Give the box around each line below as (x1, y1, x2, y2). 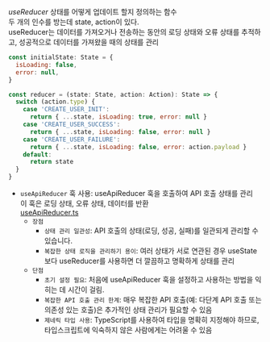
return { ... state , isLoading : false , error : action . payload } (29, 143, 247, 151)
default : (23, 150, 52, 159)
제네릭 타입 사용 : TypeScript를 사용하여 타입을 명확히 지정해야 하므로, (44, 315, 260, 324)
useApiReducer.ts (19, 208, 79, 217)
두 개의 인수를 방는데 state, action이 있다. (8, 17, 139, 27)
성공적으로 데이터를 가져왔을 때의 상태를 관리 (19, 37, 160, 47)
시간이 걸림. (67, 285, 105, 294)
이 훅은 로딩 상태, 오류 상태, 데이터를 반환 (19, 198, 149, 208)
